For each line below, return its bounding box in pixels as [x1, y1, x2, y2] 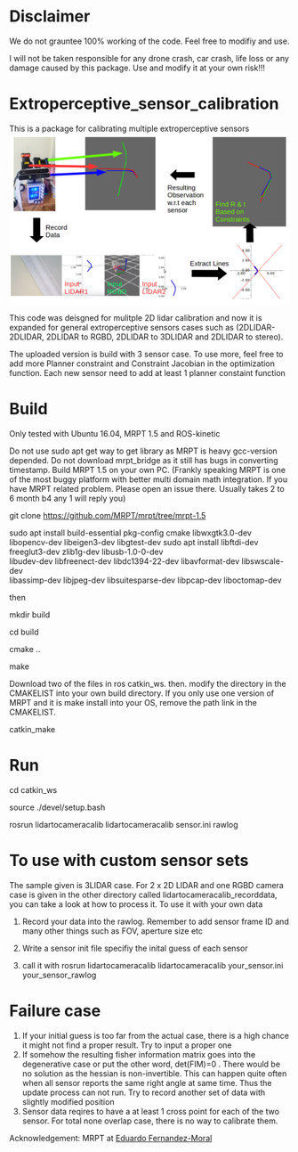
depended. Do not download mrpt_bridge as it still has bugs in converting [9, 454, 278, 465]
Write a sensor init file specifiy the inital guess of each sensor [21, 943, 248, 953]
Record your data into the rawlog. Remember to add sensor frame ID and [21, 916, 289, 927]
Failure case [9, 1001, 101, 1021]
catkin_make [9, 723, 56, 734]
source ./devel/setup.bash [9, 802, 106, 813]
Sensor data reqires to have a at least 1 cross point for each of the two [21, 1106, 280, 1116]
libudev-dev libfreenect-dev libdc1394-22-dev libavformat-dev [9, 555, 240, 567]
